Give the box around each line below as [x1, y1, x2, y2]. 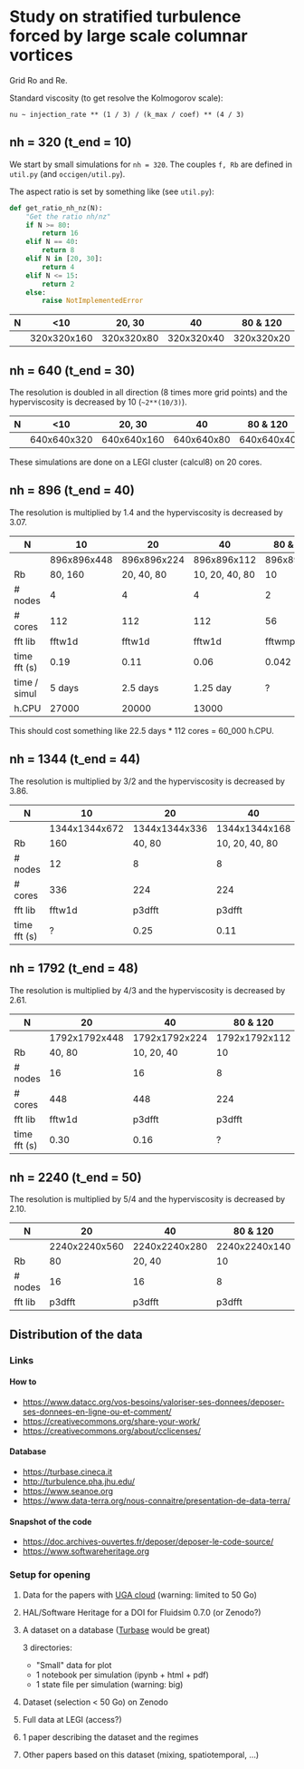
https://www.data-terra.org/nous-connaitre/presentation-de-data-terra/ [22, 1495, 291, 1507]
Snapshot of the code [9, 1516, 92, 1527]
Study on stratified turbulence [9, 6, 242, 27]
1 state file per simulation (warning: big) [35, 1678, 184, 1689]
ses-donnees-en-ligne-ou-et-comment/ [22, 1406, 172, 1417]
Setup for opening [9, 1569, 90, 1581]
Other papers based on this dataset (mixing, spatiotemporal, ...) [22, 1749, 260, 1760]
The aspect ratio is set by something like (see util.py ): [9, 186, 214, 197]
